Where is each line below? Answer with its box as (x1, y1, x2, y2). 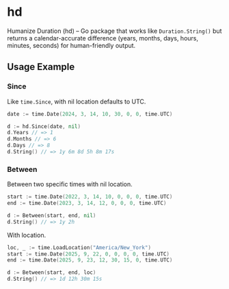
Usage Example (7, 61, 75, 73)
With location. (7, 231, 46, 239)
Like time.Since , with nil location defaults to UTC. (7, 97, 146, 105)
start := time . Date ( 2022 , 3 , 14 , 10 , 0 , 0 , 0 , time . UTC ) (7, 193, 173, 201)
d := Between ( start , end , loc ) (7, 269, 96, 276)
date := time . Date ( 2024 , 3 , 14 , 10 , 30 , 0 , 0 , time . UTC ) (7, 110, 173, 117)
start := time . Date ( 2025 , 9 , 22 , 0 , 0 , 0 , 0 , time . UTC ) (7, 251, 170, 257)
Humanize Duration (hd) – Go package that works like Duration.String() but (7, 27, 222, 35)
